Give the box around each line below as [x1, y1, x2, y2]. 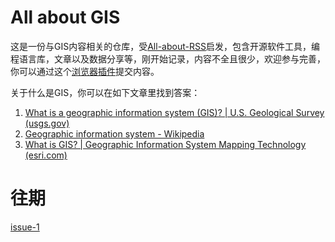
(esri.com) [24, 149, 68, 161]
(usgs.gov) [24, 117, 70, 129]
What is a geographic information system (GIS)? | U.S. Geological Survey [24, 106, 325, 118]
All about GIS [10, 6, 121, 29]
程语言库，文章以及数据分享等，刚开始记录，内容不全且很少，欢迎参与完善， [10, 52, 326, 65]
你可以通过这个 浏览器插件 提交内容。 [10, 65, 160, 77]
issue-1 [10, 221, 40, 233]
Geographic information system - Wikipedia [24, 127, 205, 140]
